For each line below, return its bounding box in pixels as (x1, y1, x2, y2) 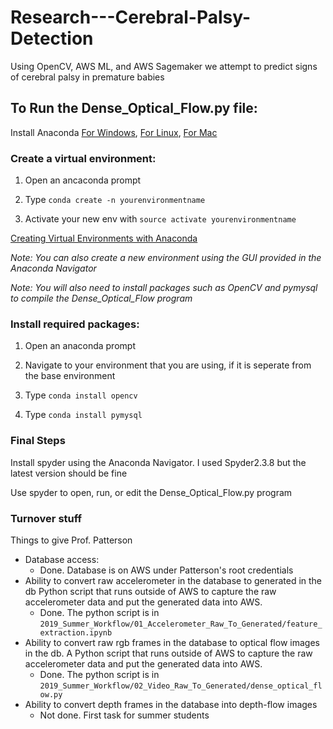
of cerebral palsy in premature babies (10, 71, 165, 83)
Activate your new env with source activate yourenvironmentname (24, 213, 297, 225)
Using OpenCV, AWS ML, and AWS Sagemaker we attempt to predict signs (10, 60, 318, 72)
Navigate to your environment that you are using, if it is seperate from (24, 359, 312, 371)
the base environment (24, 370, 116, 382)
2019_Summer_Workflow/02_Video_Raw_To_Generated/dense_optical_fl (39, 681, 323, 691)
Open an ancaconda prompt (24, 174, 142, 186)
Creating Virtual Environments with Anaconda (10, 232, 198, 245)
